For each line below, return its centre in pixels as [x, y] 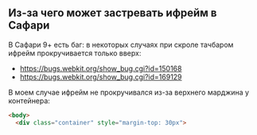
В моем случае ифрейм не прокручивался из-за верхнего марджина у [128, 92]
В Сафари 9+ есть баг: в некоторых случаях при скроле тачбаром [121, 44]
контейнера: [29, 100]
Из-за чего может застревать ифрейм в [113, 13]
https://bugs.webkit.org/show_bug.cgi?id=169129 [101, 77]
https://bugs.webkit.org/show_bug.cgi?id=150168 [101, 68]
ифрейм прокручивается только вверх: [75, 53]
